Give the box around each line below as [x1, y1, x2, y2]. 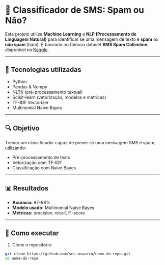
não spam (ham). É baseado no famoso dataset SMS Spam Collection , [5, 41, 149, 47]
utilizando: [5, 145, 26, 151]
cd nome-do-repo [5, 256, 38, 261]
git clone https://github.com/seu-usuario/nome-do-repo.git [5, 251, 131, 257]
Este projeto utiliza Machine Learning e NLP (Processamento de [5, 31, 137, 37]
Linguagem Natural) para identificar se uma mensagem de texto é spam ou [5, 36, 159, 42]
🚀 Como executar [5, 229, 59, 237]
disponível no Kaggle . [5, 47, 49, 53]
